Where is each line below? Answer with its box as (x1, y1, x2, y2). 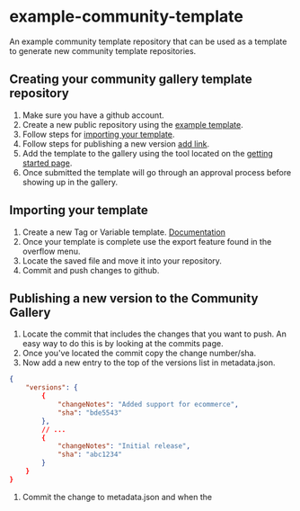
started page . (22, 157, 73, 168)
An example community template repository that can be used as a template (9, 36, 287, 47)
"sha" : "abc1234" (57, 450, 123, 460)
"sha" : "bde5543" (57, 408, 123, 417)
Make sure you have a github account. (22, 110, 164, 121)
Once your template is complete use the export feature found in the (22, 236, 272, 247)
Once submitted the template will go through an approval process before (22, 166, 292, 177)
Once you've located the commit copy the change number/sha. (22, 348, 257, 359)
